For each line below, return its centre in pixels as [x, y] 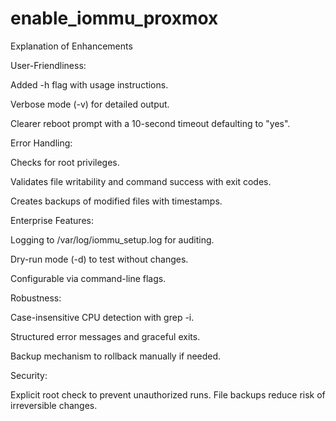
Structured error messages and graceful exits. [105, 336]
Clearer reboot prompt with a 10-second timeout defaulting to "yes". [150, 123]
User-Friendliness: [48, 65]
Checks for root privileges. [65, 162]
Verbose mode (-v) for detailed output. [90, 104]
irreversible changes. [54, 405]
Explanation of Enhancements [71, 46]
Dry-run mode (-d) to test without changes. [99, 259]
